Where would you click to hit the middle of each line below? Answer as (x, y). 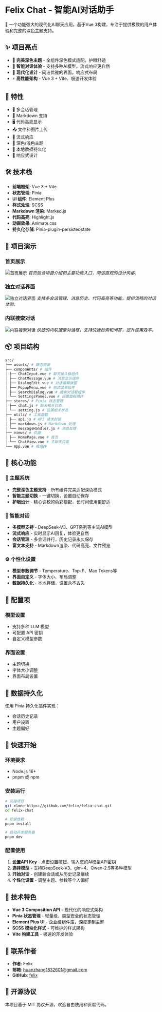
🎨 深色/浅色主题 (28, 143)
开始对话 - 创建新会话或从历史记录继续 (51, 874)
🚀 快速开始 (21, 745)
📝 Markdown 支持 (30, 116)
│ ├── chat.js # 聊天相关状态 (33, 406)
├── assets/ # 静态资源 (27, 365)
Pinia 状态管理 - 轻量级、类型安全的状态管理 (56, 916)
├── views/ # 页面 (23, 433)
